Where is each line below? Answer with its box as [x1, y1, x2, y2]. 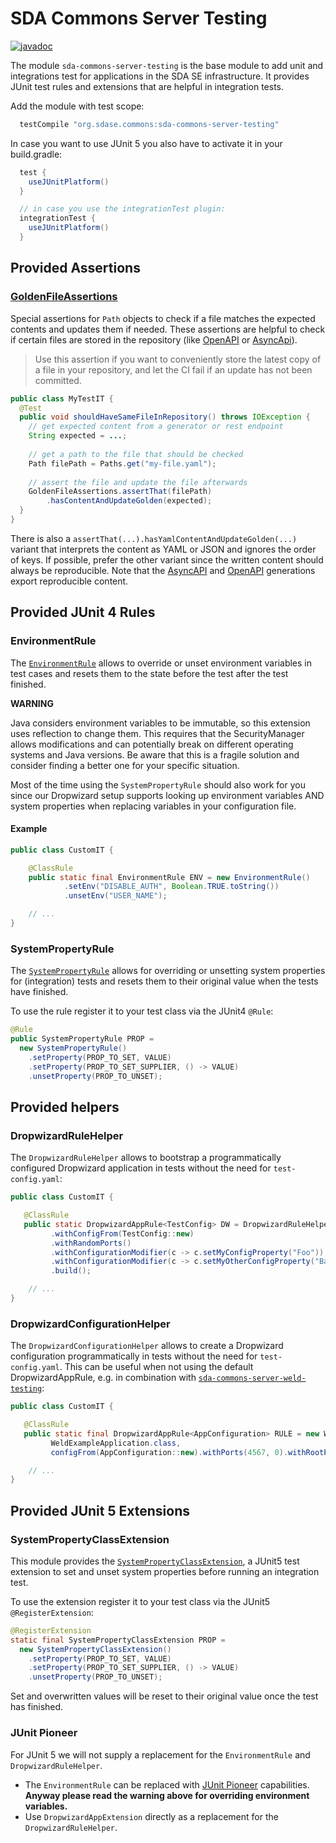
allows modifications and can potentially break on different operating [10, 738, 294, 750]
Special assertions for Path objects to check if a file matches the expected [10, 312, 316, 324]
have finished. [10, 986, 69, 998]
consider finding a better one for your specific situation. [10, 759, 240, 771]
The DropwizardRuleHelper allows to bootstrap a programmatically [10, 1152, 282, 1164]
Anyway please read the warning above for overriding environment [24, 1789, 310, 1801]
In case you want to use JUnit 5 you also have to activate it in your [10, 137, 283, 149]
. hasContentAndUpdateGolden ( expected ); [46, 496, 213, 506]
